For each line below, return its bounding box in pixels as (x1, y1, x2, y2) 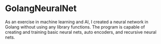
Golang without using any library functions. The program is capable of (5, 24, 145, 29)
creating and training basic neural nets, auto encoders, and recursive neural (5, 29, 157, 35)
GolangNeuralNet (5, 3, 77, 14)
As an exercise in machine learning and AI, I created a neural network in (5, 19, 149, 25)
